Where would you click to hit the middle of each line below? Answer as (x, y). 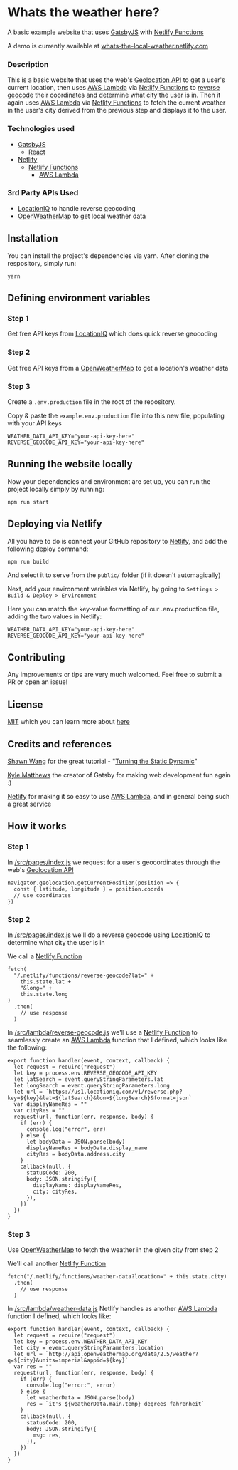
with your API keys (34, 423)
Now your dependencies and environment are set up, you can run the (109, 481)
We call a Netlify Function (45, 956)
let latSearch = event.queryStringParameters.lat (88, 1079)
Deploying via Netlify (55, 524)
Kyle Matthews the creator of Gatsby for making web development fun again (119, 775)
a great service (29, 804)
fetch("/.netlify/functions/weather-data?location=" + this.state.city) (117, 1277)
